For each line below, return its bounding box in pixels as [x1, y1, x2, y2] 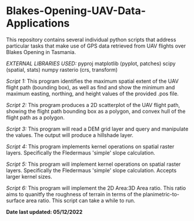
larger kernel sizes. [6, 173, 52, 180]
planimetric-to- [142, 190, 180, 197]
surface [6, 197, 25, 204]
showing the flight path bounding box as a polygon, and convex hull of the [6, 108, 186, 115]
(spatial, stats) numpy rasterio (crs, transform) [6, 66, 118, 73]
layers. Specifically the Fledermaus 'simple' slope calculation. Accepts [6, 166, 177, 174]
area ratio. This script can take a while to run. [26, 197, 136, 204]
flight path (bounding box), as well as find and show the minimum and [6, 83, 175, 91]
